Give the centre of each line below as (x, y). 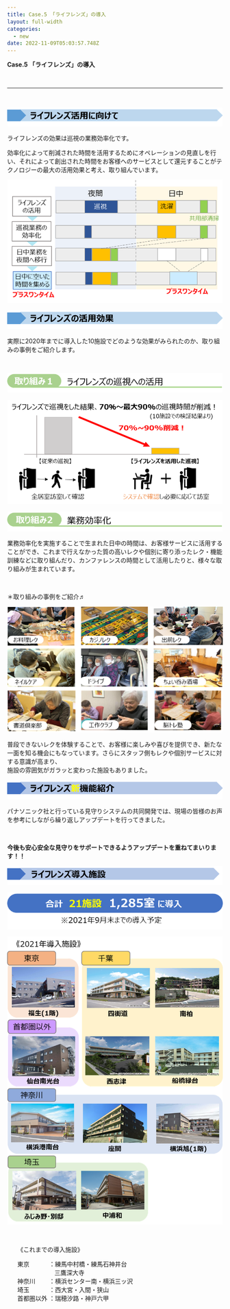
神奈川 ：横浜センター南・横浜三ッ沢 (75, 1282)
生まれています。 (54, 569)
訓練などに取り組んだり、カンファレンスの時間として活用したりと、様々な (112, 560)
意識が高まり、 (40, 762)
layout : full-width (35, 22)
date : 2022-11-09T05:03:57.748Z (53, 43)
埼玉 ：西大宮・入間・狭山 (63, 1290)
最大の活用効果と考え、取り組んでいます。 (102, 170)
